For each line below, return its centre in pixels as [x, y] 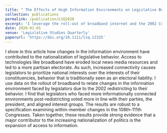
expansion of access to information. [42, 125]
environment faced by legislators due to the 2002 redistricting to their [77, 88]
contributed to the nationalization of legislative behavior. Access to [73, 57]
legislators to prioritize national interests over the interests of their [73, 72]
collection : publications [32, 14]
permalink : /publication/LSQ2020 [40, 19]
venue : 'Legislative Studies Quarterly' [48, 33]
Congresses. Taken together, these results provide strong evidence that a [80, 115]
